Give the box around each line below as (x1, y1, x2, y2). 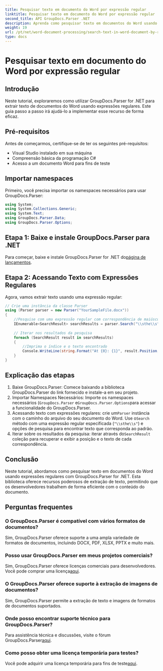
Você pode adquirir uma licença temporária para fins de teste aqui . (5, 661, 138, 667)
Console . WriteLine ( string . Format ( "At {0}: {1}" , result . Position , (22, 349, 160, 354)
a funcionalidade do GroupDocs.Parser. (12, 405, 91, 411)
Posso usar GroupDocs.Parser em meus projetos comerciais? (5, 552, 153, 559)
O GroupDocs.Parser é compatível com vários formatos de (5, 518, 146, 524)
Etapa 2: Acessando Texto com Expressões (5, 273, 139, 282)
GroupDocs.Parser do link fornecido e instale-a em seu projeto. (12, 389, 139, 395)
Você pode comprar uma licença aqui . (5, 568, 80, 574)
